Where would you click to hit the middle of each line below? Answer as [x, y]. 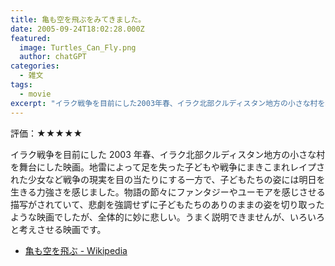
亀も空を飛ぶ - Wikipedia [76, 250]
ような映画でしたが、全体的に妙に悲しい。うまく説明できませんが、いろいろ [168, 217]
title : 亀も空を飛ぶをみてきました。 [78, 19]
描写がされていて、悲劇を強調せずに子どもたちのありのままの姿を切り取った [167, 204]
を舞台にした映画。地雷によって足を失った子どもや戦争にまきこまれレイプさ [167, 167]
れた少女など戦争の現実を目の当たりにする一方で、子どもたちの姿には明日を [168, 179]
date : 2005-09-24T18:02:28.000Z [77, 29]
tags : [21, 85]
